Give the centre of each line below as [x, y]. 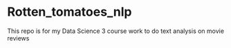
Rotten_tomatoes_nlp [70, 12]
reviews [18, 38]
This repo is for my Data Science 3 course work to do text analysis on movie [116, 31]
